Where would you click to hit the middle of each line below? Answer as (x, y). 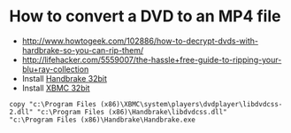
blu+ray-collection (55, 69)
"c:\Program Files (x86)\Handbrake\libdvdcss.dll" (132, 112)
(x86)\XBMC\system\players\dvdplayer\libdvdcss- (191, 104)
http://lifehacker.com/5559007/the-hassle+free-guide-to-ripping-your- (152, 59)
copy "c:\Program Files (53, 104)
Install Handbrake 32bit (65, 78)
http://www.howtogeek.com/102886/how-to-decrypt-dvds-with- (140, 41)
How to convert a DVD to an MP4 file (145, 16)
